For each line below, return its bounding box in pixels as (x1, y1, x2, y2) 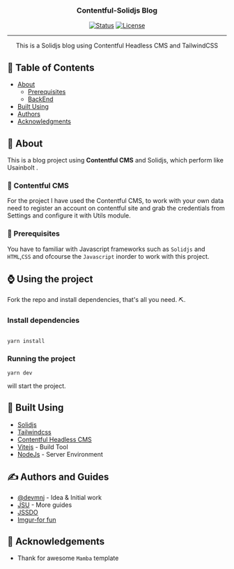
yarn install (7, 337, 45, 344)
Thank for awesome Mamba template (17, 554, 119, 563)
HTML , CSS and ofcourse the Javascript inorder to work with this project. (7, 252, 210, 260)
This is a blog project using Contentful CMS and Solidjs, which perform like (7, 155, 224, 164)
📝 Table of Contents (7, 61, 95, 73)
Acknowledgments (17, 117, 72, 126)
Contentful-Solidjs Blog (76, 6, 158, 15)
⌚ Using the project (7, 273, 93, 284)
